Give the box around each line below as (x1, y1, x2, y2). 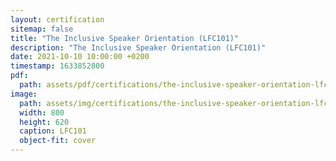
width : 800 (19, 107, 65, 118)
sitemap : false (10, 24, 74, 34)
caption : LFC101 (19, 126, 87, 136)
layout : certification (10, 14, 105, 25)
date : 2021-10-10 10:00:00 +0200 (10, 52, 150, 62)
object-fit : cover (19, 136, 97, 146)
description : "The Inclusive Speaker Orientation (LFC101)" (10, 42, 267, 53)
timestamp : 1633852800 (10, 61, 105, 71)
